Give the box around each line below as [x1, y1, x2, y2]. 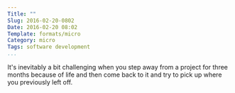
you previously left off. [7, 78, 73, 86]
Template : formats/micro [7, 30, 81, 38]
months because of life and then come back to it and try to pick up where [7, 70, 222, 79]
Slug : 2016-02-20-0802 [7, 17, 75, 24]
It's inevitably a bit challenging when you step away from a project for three [7, 63, 229, 71]
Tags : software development [7, 43, 91, 50]
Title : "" [7, 10, 37, 18]
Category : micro [7, 37, 55, 44]
